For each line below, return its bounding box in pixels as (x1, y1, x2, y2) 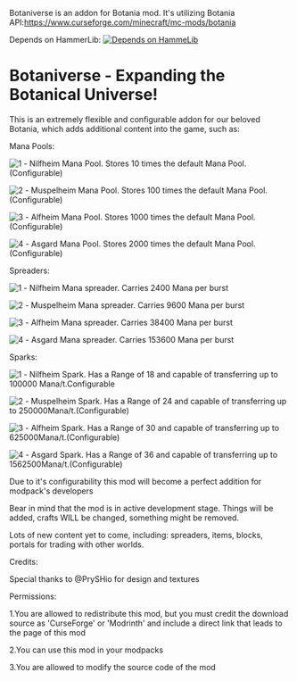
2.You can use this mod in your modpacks (9, 644, 163, 655)
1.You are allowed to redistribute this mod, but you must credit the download (9, 608, 289, 619)
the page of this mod (9, 627, 87, 637)
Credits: (9, 556, 38, 567)
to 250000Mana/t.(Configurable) (9, 405, 129, 416)
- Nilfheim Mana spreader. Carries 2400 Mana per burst (23, 282, 229, 293)
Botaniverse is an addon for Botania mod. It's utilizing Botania (9, 8, 235, 18)
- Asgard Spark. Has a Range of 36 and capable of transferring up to (25, 449, 278, 460)
